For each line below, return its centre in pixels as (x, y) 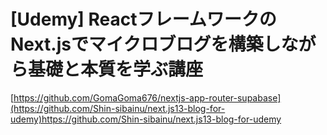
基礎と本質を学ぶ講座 (116, 69)
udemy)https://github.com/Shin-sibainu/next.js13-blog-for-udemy (146, 119)
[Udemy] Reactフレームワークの (143, 19)
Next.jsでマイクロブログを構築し (146, 44)
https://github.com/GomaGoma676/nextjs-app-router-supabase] (147, 97)
